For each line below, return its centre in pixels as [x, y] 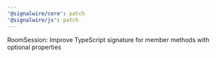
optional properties [34, 47]
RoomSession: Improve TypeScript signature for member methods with [108, 39]
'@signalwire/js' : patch [43, 20]
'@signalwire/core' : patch [46, 13]
